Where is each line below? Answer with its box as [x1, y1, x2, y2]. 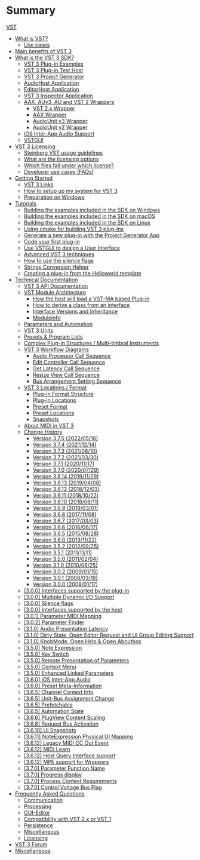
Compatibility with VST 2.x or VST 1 [23, 815, 112, 822]
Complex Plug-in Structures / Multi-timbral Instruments [23, 339, 159, 346]
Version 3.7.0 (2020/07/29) [32, 466, 100, 474]
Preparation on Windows [23, 193, 85, 201]
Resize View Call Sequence [32, 371, 100, 378]
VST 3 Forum [14, 840, 48, 848]
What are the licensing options [23, 155, 99, 162]
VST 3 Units [23, 327, 54, 334]
